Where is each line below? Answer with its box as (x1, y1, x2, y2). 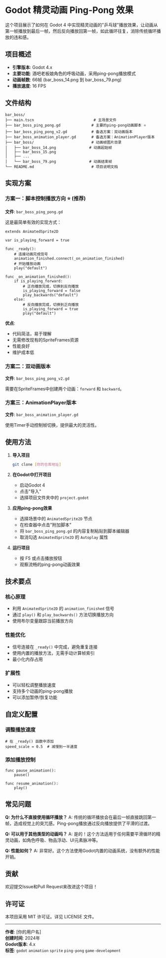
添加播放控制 (5, 756, 36, 763)
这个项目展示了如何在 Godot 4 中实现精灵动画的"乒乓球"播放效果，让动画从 (5, 22, 158, 28)
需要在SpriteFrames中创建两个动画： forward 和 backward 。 (5, 386, 124, 392)
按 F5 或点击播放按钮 (19, 555, 63, 561)
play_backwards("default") (23, 293, 79, 298)
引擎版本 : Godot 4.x (12, 64, 53, 70)
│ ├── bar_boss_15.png (5, 149, 56, 154)
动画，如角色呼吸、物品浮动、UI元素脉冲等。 (9, 837, 101, 843)
